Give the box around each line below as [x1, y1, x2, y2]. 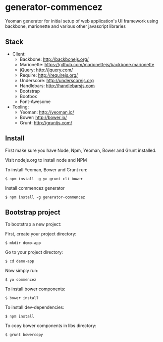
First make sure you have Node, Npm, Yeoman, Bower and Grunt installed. [5, 147, 157, 153]
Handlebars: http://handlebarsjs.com [19, 83, 95, 89]
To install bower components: [5, 286, 66, 292]
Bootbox [19, 93, 37, 99]
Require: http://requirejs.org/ [19, 72, 78, 78]
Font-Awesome [19, 99, 51, 105]
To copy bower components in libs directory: [5, 323, 97, 329]
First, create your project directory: [5, 231, 77, 237]
